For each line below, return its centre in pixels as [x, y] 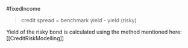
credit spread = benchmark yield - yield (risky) [79, 20]
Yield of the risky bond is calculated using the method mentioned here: [94, 32]
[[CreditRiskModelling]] [35, 38]
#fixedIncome [23, 9]
